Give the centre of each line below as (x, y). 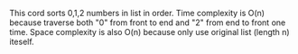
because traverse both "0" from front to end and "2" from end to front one (148, 22)
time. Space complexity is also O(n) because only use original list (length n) (150, 32)
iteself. (22, 41)
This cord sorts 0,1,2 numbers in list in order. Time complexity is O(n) (137, 13)
